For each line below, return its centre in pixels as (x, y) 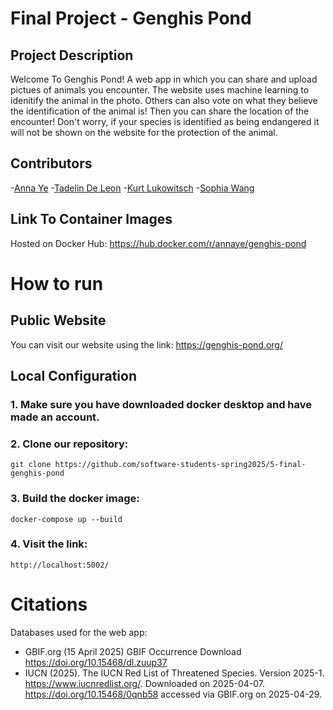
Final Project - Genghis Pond (131, 18)
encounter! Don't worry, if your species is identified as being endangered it (165, 121)
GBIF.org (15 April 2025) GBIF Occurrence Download (133, 651)
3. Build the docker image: (75, 499)
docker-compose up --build (66, 519)
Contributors (51, 163)
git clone (31, 465)
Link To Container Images (91, 219)
